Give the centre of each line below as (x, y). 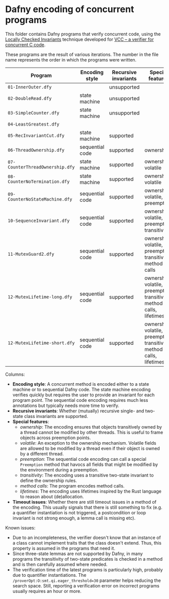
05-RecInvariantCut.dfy (36, 135)
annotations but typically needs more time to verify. (66, 405)
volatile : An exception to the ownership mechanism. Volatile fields (88, 443)
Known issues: (20, 527)
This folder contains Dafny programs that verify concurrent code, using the (83, 34)
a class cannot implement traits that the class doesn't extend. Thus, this (87, 543)
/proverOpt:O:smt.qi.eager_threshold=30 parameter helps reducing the (87, 580)
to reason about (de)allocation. (52, 496)
